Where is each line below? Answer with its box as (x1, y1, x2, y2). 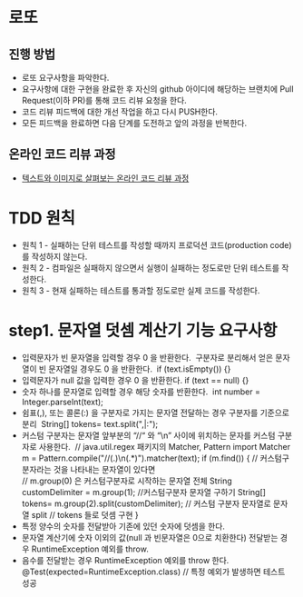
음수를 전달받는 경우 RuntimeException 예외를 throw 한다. (21, 554, 230, 565)
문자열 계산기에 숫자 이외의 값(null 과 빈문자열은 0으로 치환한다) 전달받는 (21, 532, 279, 542)
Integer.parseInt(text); (21, 396, 103, 407)
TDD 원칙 (8, 208, 76, 228)
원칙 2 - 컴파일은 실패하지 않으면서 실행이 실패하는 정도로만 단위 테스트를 (21, 262, 280, 273)
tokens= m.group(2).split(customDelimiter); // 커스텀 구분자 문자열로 (21, 498, 271, 509)
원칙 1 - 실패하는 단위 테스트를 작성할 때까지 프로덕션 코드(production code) (21, 239, 292, 250)
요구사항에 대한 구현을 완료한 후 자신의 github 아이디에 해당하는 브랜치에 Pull (21, 84, 294, 95)
